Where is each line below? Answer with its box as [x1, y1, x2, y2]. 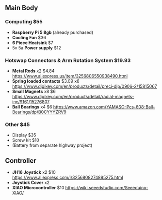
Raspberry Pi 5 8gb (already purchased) [12, 29, 94, 35]
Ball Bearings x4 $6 [12, 104, 52, 109]
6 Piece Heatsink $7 [12, 40, 53, 46]
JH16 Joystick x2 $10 [12, 169, 56, 175]
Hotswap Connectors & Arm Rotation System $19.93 [5, 57, 131, 63]
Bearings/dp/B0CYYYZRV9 [12, 109, 67, 115]
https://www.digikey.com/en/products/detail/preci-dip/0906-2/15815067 [12, 83, 158, 89]
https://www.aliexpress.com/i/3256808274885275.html [12, 174, 123, 181]
